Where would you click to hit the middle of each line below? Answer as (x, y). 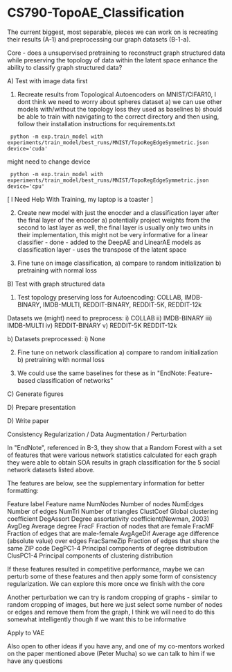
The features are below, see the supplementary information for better (106, 483)
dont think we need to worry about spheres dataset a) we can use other (119, 101)
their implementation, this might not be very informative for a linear (113, 234)
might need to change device (49, 162)
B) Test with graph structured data (56, 284)
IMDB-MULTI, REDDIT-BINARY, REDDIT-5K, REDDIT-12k (122, 304)
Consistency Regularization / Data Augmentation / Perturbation (97, 434)
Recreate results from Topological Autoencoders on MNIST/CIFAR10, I (117, 94)
